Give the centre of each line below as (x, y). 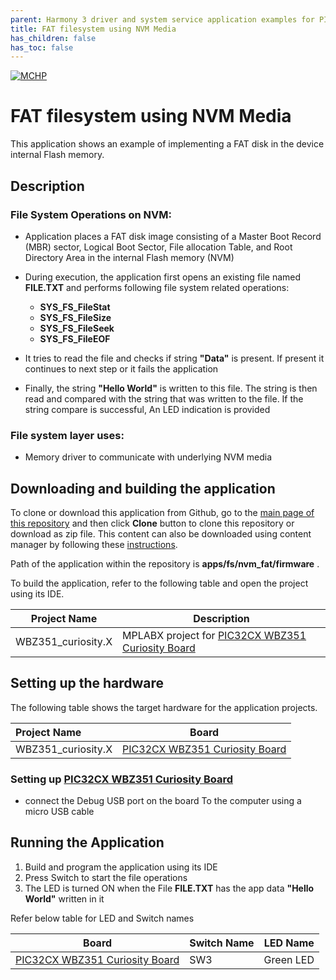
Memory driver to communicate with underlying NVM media (148, 457)
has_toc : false (42, 47)
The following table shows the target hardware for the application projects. (164, 707)
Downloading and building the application (143, 488)
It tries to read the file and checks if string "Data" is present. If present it (174, 358)
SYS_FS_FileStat (75, 307)
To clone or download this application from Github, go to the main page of (162, 512)
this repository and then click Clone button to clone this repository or (152, 523)
